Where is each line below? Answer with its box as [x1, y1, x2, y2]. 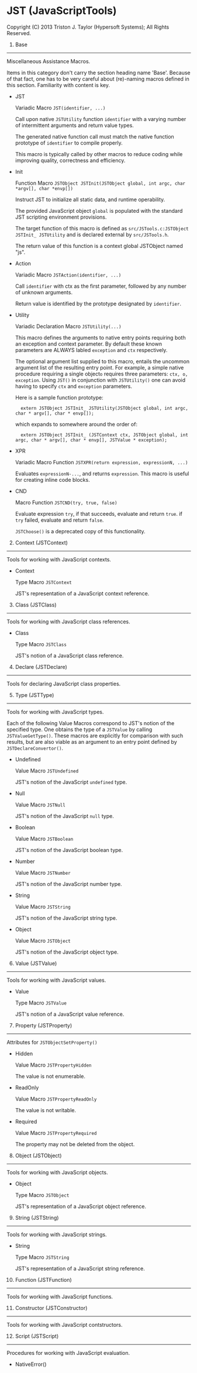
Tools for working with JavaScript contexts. [6, 556, 112, 563]
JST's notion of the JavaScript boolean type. [15, 846, 123, 853]
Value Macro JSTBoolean [15, 835, 74, 842]
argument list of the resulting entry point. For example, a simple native [15, 364, 184, 371]
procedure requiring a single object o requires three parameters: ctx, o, [15, 370, 188, 377]
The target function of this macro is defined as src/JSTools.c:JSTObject [15, 225, 189, 232]
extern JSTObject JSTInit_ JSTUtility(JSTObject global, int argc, [20, 405, 189, 411]
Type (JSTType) [15, 691, 54, 698]
